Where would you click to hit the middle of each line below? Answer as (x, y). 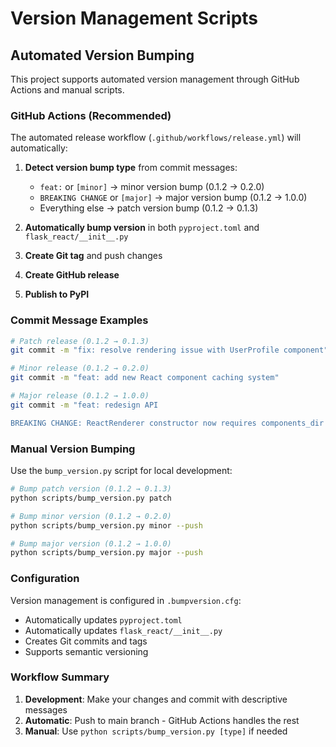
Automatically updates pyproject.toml (103, 619)
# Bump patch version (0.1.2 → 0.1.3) (91, 489)
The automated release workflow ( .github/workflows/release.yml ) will (156, 138)
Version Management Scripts (134, 18)
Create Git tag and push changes (93, 256)
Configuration (45, 579)
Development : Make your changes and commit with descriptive (156, 699)
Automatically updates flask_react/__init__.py (123, 630)
